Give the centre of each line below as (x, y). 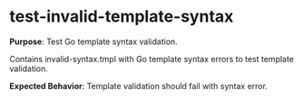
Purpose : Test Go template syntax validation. (94, 41)
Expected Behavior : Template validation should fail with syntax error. (138, 86)
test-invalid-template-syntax (122, 17)
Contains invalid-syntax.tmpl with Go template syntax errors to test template (152, 59)
